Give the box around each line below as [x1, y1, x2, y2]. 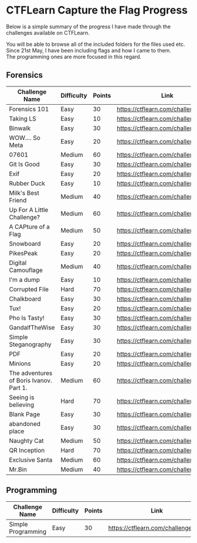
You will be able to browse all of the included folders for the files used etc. [6, 41, 185, 48]
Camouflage [9, 266, 43, 274]
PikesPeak [9, 249, 38, 257]
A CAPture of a [9, 222, 50, 231]
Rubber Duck [9, 179, 45, 187]
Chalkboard [9, 295, 41, 303]
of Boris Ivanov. [9, 376, 52, 384]
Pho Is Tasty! [9, 314, 45, 322]
